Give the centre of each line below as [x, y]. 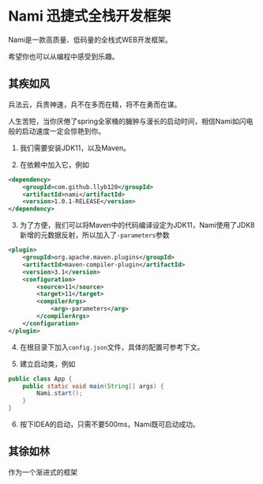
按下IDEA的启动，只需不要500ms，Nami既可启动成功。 [109, 424]
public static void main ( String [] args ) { [93, 386]
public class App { [40, 379]
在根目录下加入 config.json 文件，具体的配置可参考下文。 [112, 347]
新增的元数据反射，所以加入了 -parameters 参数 [94, 235]
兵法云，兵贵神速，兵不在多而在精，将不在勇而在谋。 [95, 104]
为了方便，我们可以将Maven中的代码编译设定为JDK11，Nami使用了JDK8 [137, 225]
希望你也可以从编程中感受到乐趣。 [64, 56]
